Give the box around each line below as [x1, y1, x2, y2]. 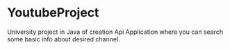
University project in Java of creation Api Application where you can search [7, 28, 224, 36]
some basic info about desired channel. [7, 35, 120, 43]
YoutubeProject [7, 5, 99, 21]
